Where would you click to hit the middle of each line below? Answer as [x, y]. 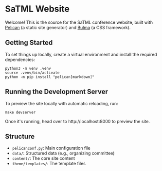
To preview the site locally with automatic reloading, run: [62, 103]
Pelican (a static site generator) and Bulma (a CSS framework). [68, 27]
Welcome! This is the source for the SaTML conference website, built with [79, 22]
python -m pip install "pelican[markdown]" [50, 77]
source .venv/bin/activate [32, 73]
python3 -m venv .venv [28, 68]
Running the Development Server [56, 92]
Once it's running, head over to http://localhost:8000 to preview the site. [77, 121]
